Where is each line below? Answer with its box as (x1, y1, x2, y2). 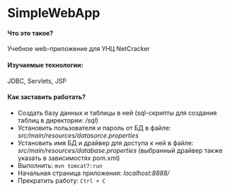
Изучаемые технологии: (7, 60, 84, 69)
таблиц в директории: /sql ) (17, 115, 99, 125)
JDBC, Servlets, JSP (7, 77, 67, 85)
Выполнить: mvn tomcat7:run (17, 161, 103, 169)
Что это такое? (7, 28, 54, 37)
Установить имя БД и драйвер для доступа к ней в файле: (17, 138, 194, 147)
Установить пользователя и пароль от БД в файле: (17, 123, 171, 132)
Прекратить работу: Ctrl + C (17, 176, 106, 185)
